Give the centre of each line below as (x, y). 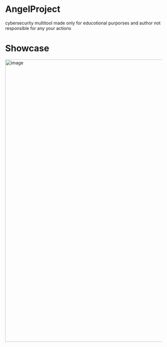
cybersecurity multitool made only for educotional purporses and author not (83, 23)
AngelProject (33, 9)
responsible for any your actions (38, 28)
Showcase (27, 49)
